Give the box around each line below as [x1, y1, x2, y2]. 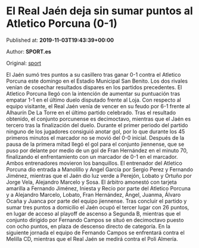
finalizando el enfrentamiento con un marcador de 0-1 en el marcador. [6, 153, 178, 160]
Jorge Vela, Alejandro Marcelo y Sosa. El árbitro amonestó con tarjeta [6, 178, 177, 186]
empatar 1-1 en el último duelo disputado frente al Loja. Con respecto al [6, 96, 182, 103]
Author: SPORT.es [6, 48, 52, 55]
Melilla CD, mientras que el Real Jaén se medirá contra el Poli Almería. [6, 235, 178, 242]
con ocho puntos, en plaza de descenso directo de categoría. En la [6, 222, 171, 230]
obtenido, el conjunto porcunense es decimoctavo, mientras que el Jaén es [6, 115, 191, 123]
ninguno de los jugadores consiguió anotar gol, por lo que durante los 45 [6, 128, 185, 135]
